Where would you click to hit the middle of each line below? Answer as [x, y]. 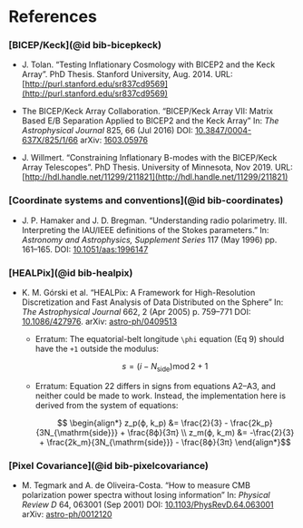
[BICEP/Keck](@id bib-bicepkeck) [85, 45]
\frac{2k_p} [251, 423]
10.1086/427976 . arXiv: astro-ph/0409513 [99, 322]
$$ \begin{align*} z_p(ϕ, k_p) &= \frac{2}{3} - [142, 423]
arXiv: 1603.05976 [114, 140]
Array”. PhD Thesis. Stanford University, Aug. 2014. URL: [127, 74]
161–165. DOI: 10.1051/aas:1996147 [85, 249]
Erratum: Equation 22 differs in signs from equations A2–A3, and [155, 386]
